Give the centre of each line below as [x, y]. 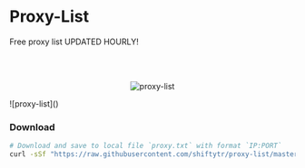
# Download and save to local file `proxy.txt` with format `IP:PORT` [146, 146]
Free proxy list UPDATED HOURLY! [74, 42]
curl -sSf [28, 154]
